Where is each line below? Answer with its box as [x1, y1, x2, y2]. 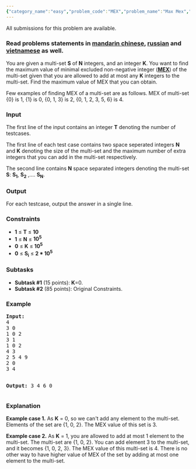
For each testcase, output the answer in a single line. [6, 200, 133, 207]
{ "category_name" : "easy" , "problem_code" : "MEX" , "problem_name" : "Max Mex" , [6, 8, 190, 15]
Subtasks [6, 266, 34, 274]
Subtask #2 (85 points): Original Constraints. [14, 285, 123, 292]
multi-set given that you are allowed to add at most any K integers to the [6, 72, 180, 79]
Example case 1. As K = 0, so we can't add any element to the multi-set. [6, 415, 180, 422]
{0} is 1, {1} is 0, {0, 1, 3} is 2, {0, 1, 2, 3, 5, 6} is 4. [6, 96, 124, 103]
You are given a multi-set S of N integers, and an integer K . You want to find [6, 60, 188, 67]
